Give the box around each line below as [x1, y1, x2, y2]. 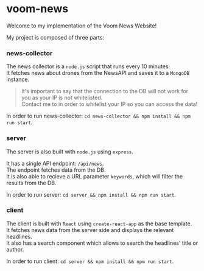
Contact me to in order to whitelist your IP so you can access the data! [21, 100, 198, 108]
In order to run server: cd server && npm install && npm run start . [6, 191, 177, 198]
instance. [6, 76, 30, 83]
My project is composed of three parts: [6, 33, 105, 41]
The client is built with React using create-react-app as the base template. [6, 220, 192, 227]
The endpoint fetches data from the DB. [6, 166, 106, 174]
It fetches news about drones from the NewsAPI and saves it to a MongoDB [6, 69, 190, 77]
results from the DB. [6, 179, 57, 186]
